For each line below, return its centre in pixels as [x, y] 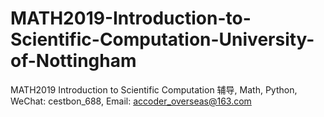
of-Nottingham [73, 61]
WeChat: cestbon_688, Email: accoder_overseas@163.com [131, 101]
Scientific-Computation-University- [162, 39]
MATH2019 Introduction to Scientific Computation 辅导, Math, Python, [154, 89]
